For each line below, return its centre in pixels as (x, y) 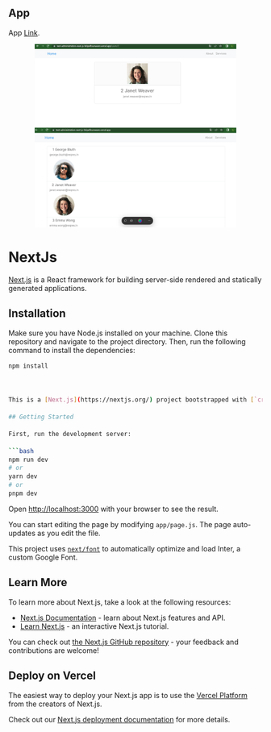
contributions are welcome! (54, 650)
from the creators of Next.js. (55, 704)
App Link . (24, 32)
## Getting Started (41, 417)
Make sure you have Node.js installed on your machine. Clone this (118, 333)
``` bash (21, 451)
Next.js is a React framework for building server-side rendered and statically (135, 280)
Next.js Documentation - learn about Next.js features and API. (123, 618)
